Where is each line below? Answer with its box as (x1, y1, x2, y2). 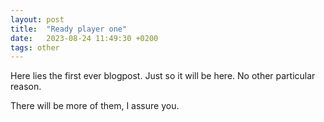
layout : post (10, 14, 65, 25)
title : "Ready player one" (10, 24, 128, 34)
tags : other (10, 42, 60, 53)
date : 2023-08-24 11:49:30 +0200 (10, 33, 159, 43)
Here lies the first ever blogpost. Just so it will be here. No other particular (10, 70, 316, 82)
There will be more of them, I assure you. (10, 100, 180, 112)
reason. (10, 81, 42, 93)
